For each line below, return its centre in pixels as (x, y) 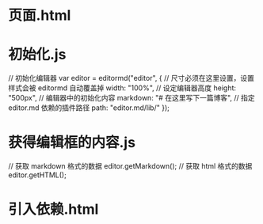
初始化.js (37, 55)
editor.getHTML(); (38, 175)
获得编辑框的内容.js (72, 143)
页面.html (40, 15)
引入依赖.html (53, 209)
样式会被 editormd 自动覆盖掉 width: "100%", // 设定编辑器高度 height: (122, 88)
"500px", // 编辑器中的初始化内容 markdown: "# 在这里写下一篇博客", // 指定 (131, 98)
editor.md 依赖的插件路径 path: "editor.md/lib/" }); (89, 108)
